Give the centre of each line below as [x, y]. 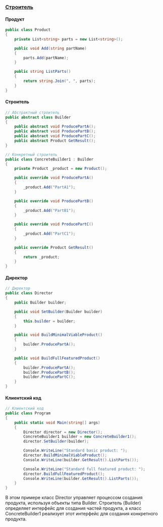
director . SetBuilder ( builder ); [56, 442]
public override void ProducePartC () [54, 224]
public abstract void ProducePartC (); [55, 136]
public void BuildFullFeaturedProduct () [57, 358]
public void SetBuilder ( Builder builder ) [58, 312]
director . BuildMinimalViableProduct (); [65, 455]
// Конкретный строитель [31, 155]
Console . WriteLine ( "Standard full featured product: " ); [84, 469]
